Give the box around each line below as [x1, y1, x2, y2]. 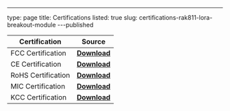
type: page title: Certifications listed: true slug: [7, 14, 138, 21]
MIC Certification [10, 82, 66, 91]
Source [81, 37, 106, 46]
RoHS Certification [10, 71, 71, 80]
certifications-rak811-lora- [139, 14, 213, 21]
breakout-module [7, 21, 56, 29]
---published [57, 21, 94, 29]
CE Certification [10, 59, 62, 69]
